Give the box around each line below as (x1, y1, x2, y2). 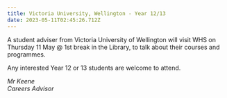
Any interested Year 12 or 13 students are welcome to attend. (7, 63, 181, 72)
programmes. (7, 50, 46, 59)
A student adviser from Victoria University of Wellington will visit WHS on (7, 35, 217, 43)
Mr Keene (7, 77, 35, 85)
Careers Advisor (7, 84, 54, 92)
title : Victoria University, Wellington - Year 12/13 (7, 10, 167, 17)
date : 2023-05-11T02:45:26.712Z (7, 17, 101, 23)
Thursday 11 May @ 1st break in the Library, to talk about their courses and (7, 43, 220, 51)
